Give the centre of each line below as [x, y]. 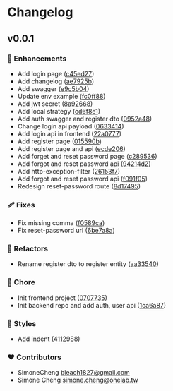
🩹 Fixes [21, 205]
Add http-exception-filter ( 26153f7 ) [69, 171]
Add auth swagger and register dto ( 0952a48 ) [85, 119]
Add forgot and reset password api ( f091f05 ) [83, 179]
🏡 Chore [21, 282]
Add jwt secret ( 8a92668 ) [55, 104]
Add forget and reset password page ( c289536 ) [87, 156]
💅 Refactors [28, 249]
